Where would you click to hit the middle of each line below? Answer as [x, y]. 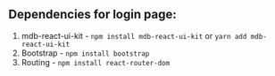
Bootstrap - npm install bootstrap [85, 53]
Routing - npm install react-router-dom [96, 62]
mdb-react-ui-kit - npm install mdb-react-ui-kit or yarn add [134, 35]
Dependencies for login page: [92, 15]
